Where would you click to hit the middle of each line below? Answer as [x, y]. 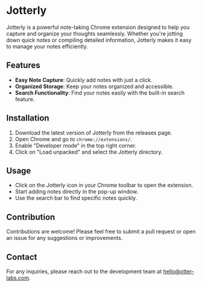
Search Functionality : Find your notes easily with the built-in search [100, 93]
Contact [22, 257]
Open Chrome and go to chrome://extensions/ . [74, 139]
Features [23, 65]
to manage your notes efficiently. [47, 46]
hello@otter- [179, 271]
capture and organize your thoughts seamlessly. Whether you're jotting [95, 33]
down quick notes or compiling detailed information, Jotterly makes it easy [99, 40]
